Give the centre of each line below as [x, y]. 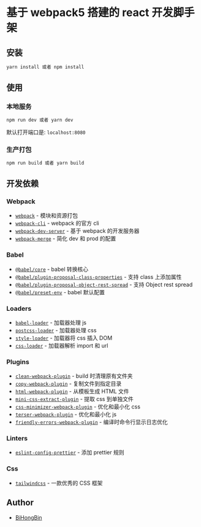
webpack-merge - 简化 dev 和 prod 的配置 [66, 239]
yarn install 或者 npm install [45, 67]
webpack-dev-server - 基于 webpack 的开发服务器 [77, 231]
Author [20, 503]
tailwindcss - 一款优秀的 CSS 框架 [59, 483]
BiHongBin [28, 517]
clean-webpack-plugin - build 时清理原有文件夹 [74, 376]
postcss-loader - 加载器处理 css [56, 330]
